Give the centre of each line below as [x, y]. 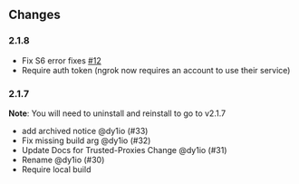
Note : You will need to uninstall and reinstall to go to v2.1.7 [117, 113]
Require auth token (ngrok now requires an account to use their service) [156, 70]
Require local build [56, 169]
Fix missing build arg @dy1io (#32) [86, 140]
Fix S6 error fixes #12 [61, 60]
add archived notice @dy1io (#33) [85, 131]
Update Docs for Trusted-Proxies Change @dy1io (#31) [124, 150]
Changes [34, 15]
